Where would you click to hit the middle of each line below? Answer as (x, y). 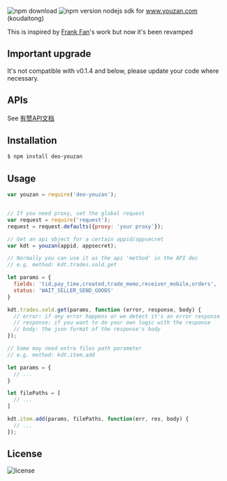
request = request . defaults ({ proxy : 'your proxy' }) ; (86, 226)
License (25, 454)
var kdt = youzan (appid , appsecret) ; (62, 245)
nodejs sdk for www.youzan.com (150, 11)
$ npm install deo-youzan (45, 157)
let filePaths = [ (34, 393)
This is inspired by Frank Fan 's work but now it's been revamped (100, 32)
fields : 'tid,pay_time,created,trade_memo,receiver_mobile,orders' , (115, 284)
